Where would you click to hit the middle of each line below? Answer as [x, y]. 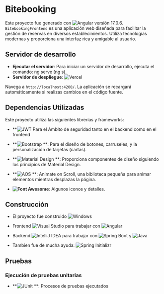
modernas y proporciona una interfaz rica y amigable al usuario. [71, 39]
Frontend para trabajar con [56, 226]
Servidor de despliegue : [38, 77]
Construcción [27, 204]
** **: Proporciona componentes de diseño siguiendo [85, 159]
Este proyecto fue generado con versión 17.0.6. [64, 23]
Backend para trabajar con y [72, 236]
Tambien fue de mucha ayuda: [43, 245]
